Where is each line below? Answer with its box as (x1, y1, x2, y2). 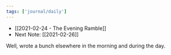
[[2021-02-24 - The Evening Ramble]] (14, 25, 107, 32)
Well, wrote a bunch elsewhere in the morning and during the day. (6, 42, 166, 49)
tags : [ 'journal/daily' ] (6, 8, 67, 15)
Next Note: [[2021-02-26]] (14, 30, 79, 38)
